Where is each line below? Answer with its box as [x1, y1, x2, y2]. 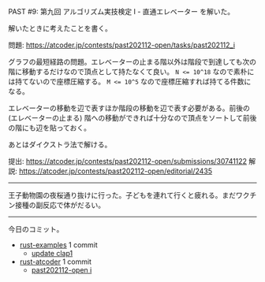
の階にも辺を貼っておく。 [8, 123, 91, 132]
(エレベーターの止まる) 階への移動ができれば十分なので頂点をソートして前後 [8, 113, 257, 122]
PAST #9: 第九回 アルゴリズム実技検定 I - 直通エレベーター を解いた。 [8, 7, 235, 16]
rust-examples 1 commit [19, 240, 99, 250]
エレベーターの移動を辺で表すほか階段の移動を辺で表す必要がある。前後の [8, 103, 250, 113]
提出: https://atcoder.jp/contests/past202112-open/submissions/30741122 [8, 157, 247, 165]
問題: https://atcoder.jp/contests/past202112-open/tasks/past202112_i [8, 40, 235, 50]
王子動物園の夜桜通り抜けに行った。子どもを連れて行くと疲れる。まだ [8, 191, 237, 199]
